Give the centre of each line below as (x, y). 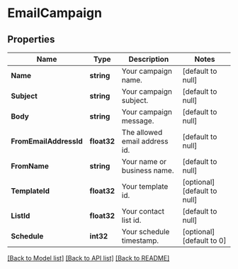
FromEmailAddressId (47, 141)
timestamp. (140, 241)
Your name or (144, 161)
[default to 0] (204, 241)
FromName (30, 166)
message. (138, 121)
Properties (31, 39)
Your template (145, 186)
